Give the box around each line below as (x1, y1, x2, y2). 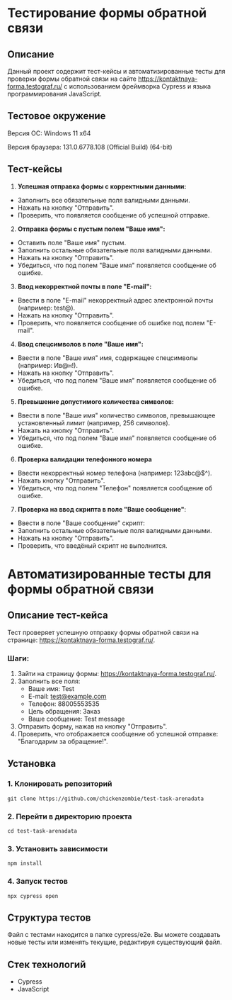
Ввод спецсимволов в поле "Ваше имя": (17, 339, 144, 348)
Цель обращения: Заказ (28, 707, 100, 715)
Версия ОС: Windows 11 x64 (7, 129, 91, 137)
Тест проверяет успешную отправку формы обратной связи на (7, 628, 199, 636)
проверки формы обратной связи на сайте (7, 74, 137, 83)
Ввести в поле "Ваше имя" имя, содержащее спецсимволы (17, 353, 198, 362)
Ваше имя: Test (28, 684, 75, 692)
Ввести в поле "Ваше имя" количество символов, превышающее (17, 411, 216, 420)
